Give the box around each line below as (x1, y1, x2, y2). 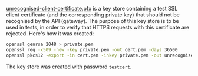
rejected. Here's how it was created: (6, 30, 94, 37)
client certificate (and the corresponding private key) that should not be (6, 11, 180, 18)
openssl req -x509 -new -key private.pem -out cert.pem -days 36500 (6, 47, 178, 52)
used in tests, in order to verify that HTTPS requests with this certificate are (6, 24, 190, 31)
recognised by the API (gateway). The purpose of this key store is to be (6, 18, 180, 24)
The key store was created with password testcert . (6, 63, 132, 70)
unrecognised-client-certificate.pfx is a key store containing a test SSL (6, 5, 178, 12)
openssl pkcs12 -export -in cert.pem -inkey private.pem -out (6, 52, 162, 58)
